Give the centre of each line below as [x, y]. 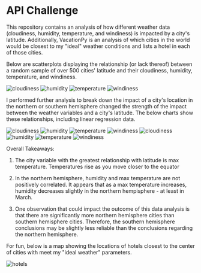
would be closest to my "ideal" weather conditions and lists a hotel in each [98, 46]
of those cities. [25, 52]
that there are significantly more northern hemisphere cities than [95, 215]
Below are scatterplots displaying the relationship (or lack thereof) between [99, 64]
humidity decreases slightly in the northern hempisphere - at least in [99, 191]
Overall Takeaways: [31, 148]
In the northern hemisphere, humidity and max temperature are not [97, 178]
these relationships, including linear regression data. [71, 119]
